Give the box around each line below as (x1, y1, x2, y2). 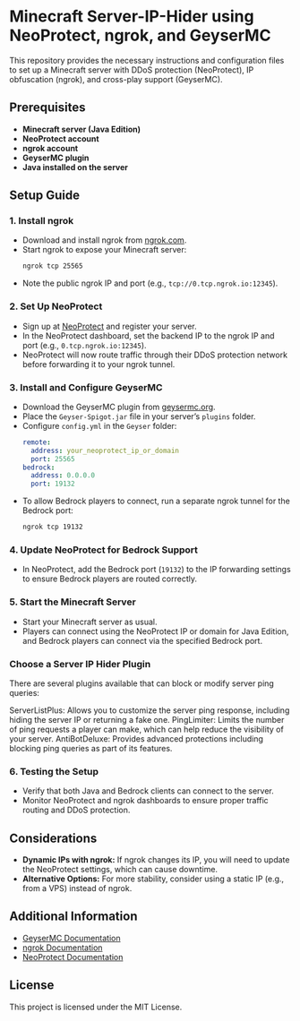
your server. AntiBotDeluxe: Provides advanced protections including (9, 733, 264, 744)
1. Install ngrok (9, 215, 74, 227)
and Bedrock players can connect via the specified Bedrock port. (21, 635, 262, 646)
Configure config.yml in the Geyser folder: (21, 420, 177, 431)
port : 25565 (30, 454, 75, 463)
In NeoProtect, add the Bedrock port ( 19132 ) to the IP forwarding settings (21, 564, 291, 575)
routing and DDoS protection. (21, 804, 131, 816)
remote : (21, 437, 51, 447)
